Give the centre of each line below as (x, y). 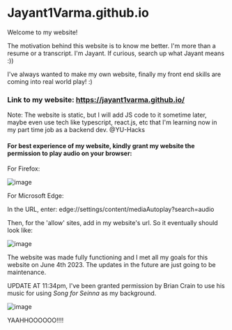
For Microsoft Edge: (36, 196)
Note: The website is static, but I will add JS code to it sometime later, (107, 115)
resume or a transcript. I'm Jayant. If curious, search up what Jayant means (116, 53)
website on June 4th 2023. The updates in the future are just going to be (111, 265)
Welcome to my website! (42, 32)
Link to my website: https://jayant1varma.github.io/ (96, 99)
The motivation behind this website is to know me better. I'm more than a (111, 45)
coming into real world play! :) (50, 81)
